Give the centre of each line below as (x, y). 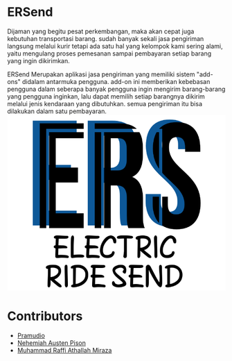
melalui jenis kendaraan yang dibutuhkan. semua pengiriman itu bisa (105, 103)
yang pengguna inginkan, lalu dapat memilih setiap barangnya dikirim (106, 96)
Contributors (45, 316)
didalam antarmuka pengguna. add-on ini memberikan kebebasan (116, 81)
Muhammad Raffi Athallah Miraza (64, 351)
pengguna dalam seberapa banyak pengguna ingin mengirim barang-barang (116, 89)
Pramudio (31, 336)
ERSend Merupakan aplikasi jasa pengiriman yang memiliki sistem (101, 74)
